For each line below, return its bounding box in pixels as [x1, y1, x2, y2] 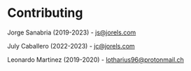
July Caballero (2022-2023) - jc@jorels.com [7, 41, 135, 50]
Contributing [7, 5, 83, 21]
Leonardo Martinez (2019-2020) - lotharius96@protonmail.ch [7, 55, 184, 64]
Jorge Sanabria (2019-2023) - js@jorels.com [7, 28, 136, 37]
